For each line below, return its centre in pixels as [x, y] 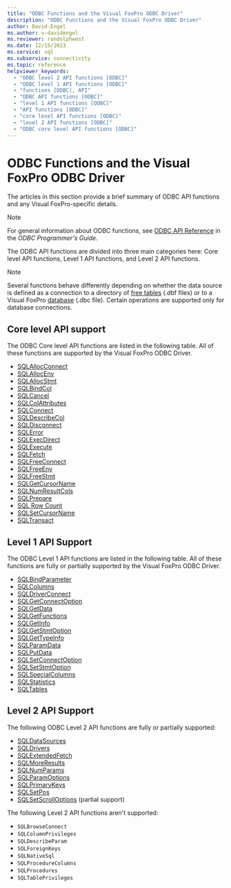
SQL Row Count [40, 506]
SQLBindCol [34, 388]
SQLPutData [34, 652]
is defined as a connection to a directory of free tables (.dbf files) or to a [110, 293]
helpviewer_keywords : [38, 71]
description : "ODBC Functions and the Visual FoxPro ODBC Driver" [104, 20]
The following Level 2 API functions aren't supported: [83, 813]
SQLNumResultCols [45, 491]
